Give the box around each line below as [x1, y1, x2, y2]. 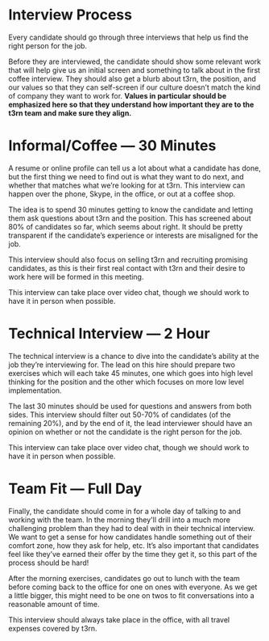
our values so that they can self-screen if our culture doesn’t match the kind [8, 82, 261, 92]
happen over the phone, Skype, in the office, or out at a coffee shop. [8, 188, 236, 199]
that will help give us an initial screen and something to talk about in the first [8, 65, 260, 74]
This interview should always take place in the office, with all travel [8, 614, 230, 624]
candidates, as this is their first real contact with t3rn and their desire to [8, 263, 246, 272]
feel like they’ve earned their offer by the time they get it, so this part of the [8, 549, 258, 559]
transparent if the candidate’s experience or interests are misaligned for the [8, 230, 259, 240]
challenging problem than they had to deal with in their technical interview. [8, 523, 255, 533]
